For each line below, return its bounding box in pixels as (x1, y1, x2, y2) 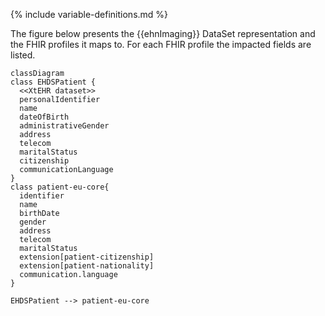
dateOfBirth (19, 112, 70, 122)
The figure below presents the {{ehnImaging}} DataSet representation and (10, 28, 316, 39)
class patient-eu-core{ (10, 182, 110, 192)
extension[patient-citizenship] (19, 252, 155, 262)
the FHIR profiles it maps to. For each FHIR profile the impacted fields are (10, 39, 312, 50)
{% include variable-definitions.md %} (10, 9, 169, 20)
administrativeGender (19, 121, 110, 131)
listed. (10, 49, 36, 61)
